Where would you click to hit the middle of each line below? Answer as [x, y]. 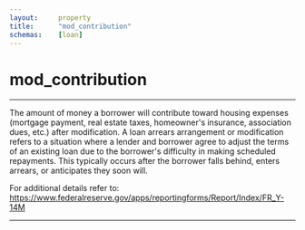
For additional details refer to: [64, 188]
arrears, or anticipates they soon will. [79, 171]
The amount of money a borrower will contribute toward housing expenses [149, 113]
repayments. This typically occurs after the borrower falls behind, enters [144, 161]
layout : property [50, 18]
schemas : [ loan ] [46, 34]
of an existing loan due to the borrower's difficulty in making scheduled [143, 151]
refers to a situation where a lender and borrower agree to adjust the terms [149, 142]
